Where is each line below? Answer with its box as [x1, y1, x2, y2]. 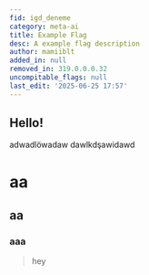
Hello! [9, 115, 44, 131]
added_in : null [9, 56, 67, 65]
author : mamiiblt [9, 48, 75, 57]
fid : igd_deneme [9, 13, 71, 23]
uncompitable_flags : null [9, 73, 107, 82]
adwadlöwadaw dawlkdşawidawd [9, 139, 135, 151]
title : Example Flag [9, 30, 88, 39]
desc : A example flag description [9, 38, 141, 48]
